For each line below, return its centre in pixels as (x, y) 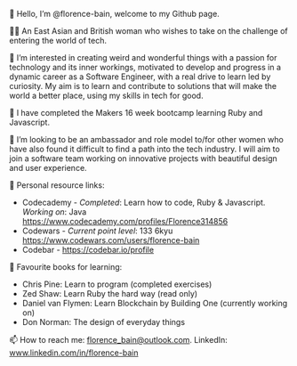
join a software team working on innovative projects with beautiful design (143, 159)
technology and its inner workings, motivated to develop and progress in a (145, 67)
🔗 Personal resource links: (57, 185)
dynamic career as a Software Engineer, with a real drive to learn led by (140, 77)
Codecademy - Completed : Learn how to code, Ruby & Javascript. (144, 202)
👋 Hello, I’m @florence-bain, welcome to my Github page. (114, 14)
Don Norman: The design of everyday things (103, 322)
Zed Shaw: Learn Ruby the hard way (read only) (110, 293)
